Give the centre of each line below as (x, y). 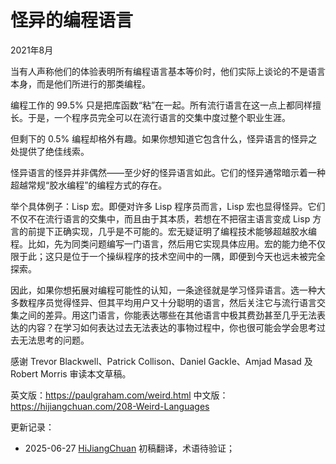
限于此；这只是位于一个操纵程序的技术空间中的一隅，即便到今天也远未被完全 (168, 256)
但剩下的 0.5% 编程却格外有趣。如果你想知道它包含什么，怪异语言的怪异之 (164, 138)
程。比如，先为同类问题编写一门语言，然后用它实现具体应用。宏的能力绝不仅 (168, 243)
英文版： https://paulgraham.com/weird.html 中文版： (119, 395)
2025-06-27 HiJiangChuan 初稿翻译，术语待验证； (130, 448)
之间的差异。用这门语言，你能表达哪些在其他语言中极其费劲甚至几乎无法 (167, 315)
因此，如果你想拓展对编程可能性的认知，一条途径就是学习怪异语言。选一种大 (168, 290)
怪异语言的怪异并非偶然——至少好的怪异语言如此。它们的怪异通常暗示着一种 (168, 172)
